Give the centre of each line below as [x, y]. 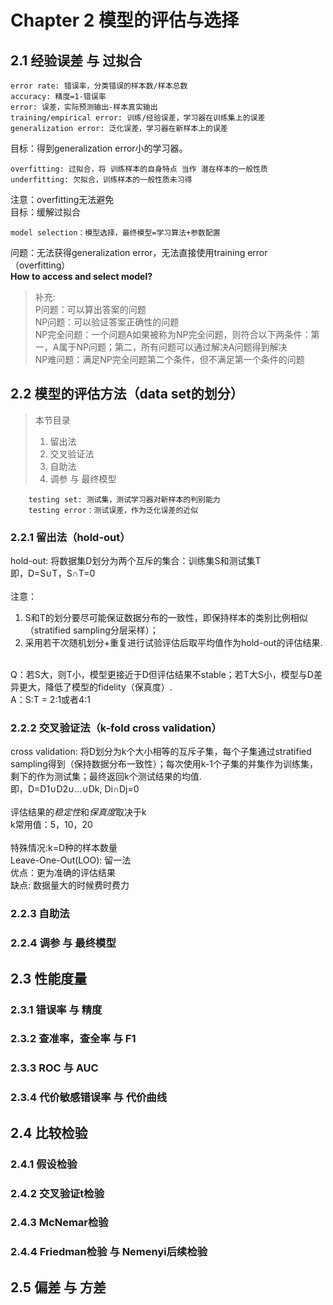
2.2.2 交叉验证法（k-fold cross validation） [116, 728]
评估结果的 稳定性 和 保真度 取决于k [78, 812]
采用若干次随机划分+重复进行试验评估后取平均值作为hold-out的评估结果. [173, 643]
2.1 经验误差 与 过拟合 [76, 60]
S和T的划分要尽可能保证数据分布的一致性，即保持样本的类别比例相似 [166, 618]
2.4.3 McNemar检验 [59, 1223]
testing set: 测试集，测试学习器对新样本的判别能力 [124, 499]
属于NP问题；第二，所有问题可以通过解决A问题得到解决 [173, 347]
